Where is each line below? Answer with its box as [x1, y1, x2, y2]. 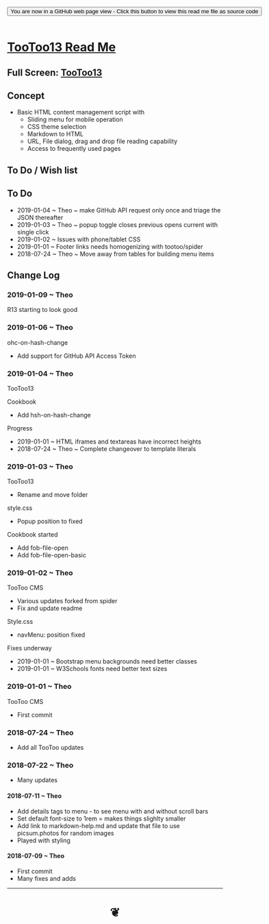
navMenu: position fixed [16, 631, 86, 639]
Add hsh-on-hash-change [16, 411, 91, 419]
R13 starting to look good [7, 306, 77, 314]
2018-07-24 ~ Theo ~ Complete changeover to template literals [16, 444, 196, 452]
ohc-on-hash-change [7, 338, 68, 346]
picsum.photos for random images [16, 829, 114, 837]
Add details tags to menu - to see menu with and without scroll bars [16, 807, 209, 815]
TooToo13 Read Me [7, 40, 116, 55]
